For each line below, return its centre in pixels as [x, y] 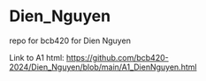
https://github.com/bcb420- [118, 57]
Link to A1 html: [37, 57]
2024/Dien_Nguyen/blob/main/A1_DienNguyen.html [103, 67]
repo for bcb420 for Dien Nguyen [70, 40]
